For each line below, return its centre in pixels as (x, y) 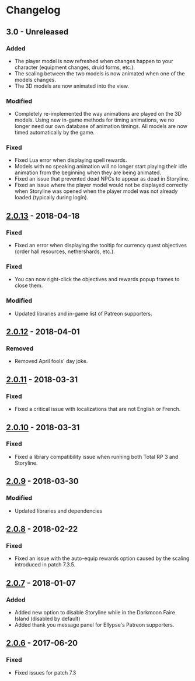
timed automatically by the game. (55, 133)
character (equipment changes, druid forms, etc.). (75, 67)
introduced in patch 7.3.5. (45, 565)
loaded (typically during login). (51, 198)
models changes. (35, 79)
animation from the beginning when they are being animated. (88, 172)
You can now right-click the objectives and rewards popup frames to (97, 279)
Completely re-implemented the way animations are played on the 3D (98, 114)
